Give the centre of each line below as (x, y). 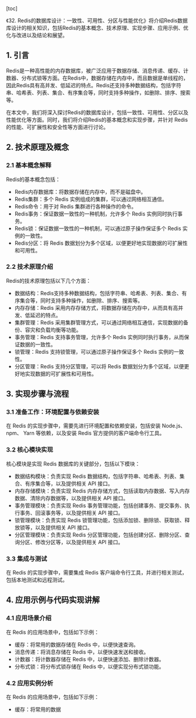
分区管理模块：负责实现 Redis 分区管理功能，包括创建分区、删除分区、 (99, 535)
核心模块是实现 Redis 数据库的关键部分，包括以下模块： (73, 464)
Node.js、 (174, 426)
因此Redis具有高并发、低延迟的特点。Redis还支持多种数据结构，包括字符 (94, 85)
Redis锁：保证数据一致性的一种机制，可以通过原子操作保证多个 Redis (98, 228)
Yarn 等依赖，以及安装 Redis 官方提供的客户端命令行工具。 (94, 433)
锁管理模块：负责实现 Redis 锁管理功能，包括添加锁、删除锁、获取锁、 (99, 520)
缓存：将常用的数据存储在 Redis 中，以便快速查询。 (76, 644)
